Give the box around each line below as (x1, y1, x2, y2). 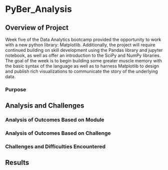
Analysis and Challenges (5, 101, 84, 110)
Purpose (5, 86, 26, 93)
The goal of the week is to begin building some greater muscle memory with (5, 58, 162, 63)
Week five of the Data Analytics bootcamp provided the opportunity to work (5, 36, 161, 42)
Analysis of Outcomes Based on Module (5, 116, 104, 123)
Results (5, 159, 29, 167)
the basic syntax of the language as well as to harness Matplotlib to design (5, 63, 159, 69)
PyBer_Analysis (5, 3, 72, 15)
